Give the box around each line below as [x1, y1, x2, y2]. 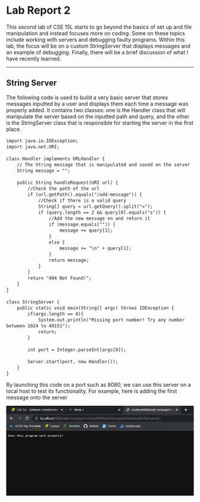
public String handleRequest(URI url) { [17, 180, 118, 186]
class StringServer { [6, 299, 60, 305]
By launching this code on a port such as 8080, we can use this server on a [6, 381, 192, 388]
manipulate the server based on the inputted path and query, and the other [6, 113, 189, 120]
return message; [48, 257, 89, 263]
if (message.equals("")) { [48, 221, 116, 227]
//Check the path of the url [27, 186, 100, 192]
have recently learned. [6, 55, 61, 62]
